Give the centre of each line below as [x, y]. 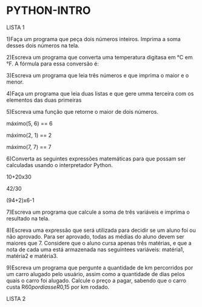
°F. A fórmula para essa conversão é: [52, 64]
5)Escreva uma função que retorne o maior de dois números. [82, 111]
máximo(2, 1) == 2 [29, 135]
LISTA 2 [16, 299]
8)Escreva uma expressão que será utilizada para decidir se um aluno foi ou [101, 230]
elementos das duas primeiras [44, 100]
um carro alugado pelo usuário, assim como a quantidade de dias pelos [96, 274]
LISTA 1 [15, 27]
